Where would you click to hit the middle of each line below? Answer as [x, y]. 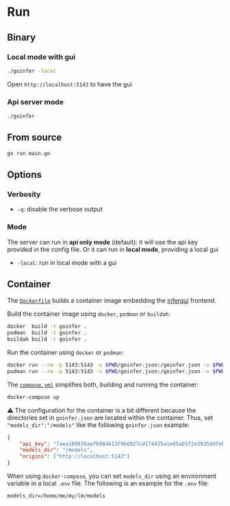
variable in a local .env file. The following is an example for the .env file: [108, 483]
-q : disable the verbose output [60, 209]
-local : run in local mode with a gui [67, 262]
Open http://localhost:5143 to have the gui [69, 84]
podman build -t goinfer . [47, 333]
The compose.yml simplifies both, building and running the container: [103, 384]
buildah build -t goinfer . [47, 340]
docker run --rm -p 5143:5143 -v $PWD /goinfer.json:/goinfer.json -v [108, 365]
